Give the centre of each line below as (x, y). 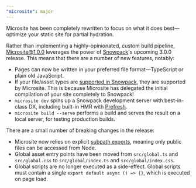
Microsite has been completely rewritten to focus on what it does (84, 28)
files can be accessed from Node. (55, 148)
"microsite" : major (30, 11)
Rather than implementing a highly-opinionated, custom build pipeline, (91, 46)
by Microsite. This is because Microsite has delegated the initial (91, 88)
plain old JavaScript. (39, 75)
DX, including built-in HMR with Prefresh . (78, 106)
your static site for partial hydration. (71, 34)
